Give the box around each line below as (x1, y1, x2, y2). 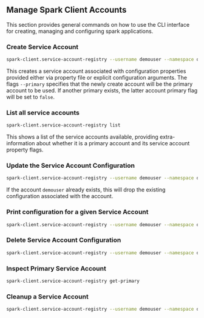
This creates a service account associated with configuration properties (6, 67, 186, 75)
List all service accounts (6, 108, 80, 117)
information (6, 140, 35, 147)
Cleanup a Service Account (6, 292, 89, 300)
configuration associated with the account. (6, 193, 114, 200)
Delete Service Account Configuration (6, 236, 121, 244)
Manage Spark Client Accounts (6, 5, 127, 15)
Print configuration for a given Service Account (6, 208, 149, 216)
